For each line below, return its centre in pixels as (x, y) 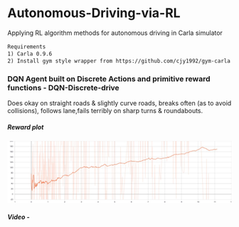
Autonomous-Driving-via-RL (94, 13)
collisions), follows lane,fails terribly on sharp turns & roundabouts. (105, 111)
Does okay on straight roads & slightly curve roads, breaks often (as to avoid (119, 103)
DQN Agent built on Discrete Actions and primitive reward (109, 78)
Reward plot (26, 127)
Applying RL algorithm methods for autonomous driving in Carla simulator (115, 33)
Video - (18, 217)
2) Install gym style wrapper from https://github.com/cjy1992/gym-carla (119, 61)
